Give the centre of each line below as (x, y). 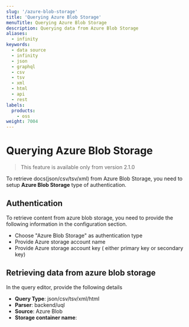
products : (23, 111)
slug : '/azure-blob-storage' (42, 12)
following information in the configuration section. (67, 224)
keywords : (18, 45)
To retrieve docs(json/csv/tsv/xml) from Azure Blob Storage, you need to (94, 179)
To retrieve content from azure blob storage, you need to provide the (90, 218)
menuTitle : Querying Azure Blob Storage (57, 22)
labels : (16, 105)
